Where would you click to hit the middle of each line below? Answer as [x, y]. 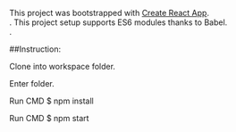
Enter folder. [32, 83]
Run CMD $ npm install [51, 101]
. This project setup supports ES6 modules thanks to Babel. [118, 22]
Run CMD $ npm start [49, 118]
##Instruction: [35, 49]
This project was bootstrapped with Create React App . [110, 13]
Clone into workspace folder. [63, 66]
